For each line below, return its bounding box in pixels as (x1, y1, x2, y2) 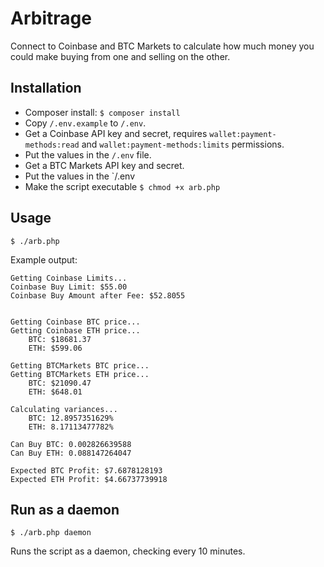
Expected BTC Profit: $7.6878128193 (10, 465, 163, 476)
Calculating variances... (10, 404, 118, 414)
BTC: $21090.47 (28, 378, 92, 388)
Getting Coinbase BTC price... (10, 317, 141, 327)
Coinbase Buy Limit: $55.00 (10, 282, 128, 292)
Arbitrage (10, 7, 92, 30)
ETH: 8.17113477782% (28, 422, 114, 432)
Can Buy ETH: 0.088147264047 (10, 448, 132, 458)
